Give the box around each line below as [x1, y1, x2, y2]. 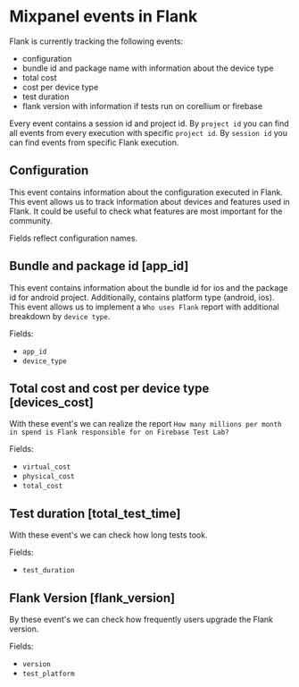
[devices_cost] [9, 394, 94, 410]
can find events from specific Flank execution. [9, 137, 179, 148]
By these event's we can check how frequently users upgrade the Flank [9, 615, 274, 624]
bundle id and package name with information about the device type [21, 63, 274, 73]
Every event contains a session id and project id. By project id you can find [9, 118, 290, 129]
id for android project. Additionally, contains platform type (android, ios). [9, 292, 275, 302]
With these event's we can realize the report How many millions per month [9, 419, 283, 429]
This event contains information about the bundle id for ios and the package [9, 282, 288, 293]
